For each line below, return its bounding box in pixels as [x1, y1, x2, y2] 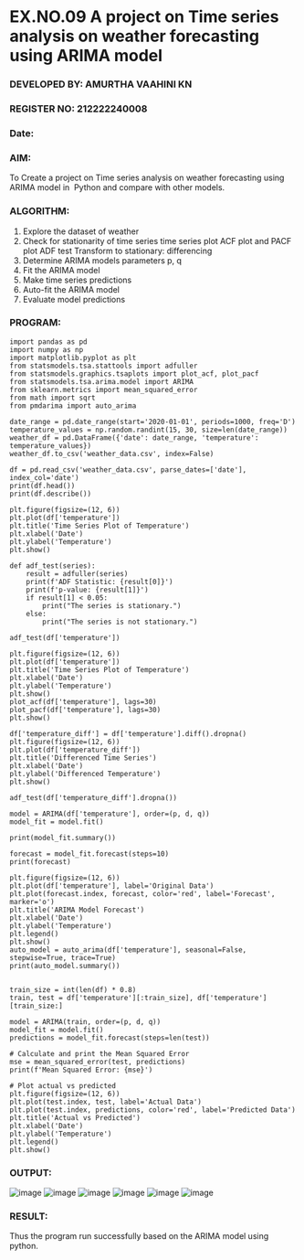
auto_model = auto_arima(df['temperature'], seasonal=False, [9, 945, 247, 955]
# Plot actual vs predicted [9, 1081, 117, 1090]
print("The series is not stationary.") [42, 617, 198, 626]
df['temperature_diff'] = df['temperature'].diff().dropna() [9, 729, 247, 738]
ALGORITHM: [9, 205, 70, 218]
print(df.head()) [9, 481, 76, 490]
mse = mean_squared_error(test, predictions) [9, 1057, 185, 1066]
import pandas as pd [9, 336, 89, 347]
